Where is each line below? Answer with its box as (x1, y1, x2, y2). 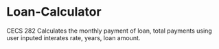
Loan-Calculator (6, 4, 102, 20)
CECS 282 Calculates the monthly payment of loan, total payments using (6, 27, 212, 35)
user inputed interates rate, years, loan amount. (6, 33, 141, 42)
